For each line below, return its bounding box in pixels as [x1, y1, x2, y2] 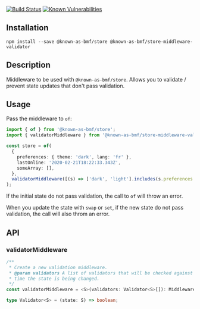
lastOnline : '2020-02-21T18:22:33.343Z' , [17, 160, 121, 166]
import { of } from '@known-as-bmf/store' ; [6, 127, 116, 133]
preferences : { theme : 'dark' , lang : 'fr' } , [17, 154, 132, 160]
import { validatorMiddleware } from [6, 132, 100, 138]
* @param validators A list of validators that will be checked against [8, 270, 193, 276]
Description [6, 60, 51, 70]
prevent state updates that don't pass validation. [6, 82, 125, 89]
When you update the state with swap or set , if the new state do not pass [6, 204, 184, 211]
